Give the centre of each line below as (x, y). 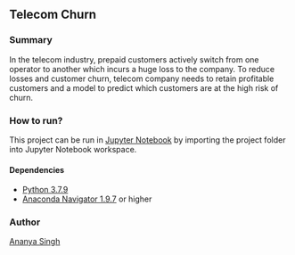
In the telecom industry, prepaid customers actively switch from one (135, 59)
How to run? (36, 120)
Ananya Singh (35, 242)
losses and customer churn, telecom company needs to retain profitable (142, 78)
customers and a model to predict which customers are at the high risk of (144, 87)
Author (25, 222)
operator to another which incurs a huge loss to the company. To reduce (142, 69)
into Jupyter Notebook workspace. (73, 149)
